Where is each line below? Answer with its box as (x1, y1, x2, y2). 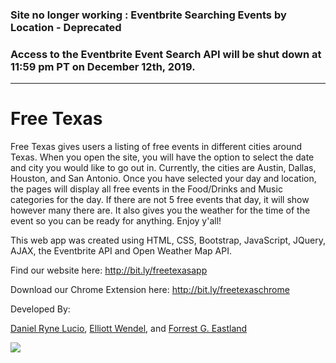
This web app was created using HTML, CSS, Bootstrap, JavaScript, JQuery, (10, 234, 326, 247)
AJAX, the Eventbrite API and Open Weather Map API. (10, 245, 232, 257)
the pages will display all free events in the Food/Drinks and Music (10, 183, 283, 195)
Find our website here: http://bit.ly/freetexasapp (10, 264, 208, 277)
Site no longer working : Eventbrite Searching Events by (10, 8, 287, 22)
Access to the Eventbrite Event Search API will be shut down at (10, 47, 322, 61)
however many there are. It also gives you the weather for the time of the (10, 204, 311, 217)
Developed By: (10, 303, 71, 315)
